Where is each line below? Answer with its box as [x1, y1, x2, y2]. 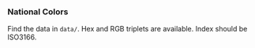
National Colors [7, 6, 69, 17]
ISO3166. [7, 32, 37, 42]
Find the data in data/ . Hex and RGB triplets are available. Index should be [7, 24, 248, 34]
